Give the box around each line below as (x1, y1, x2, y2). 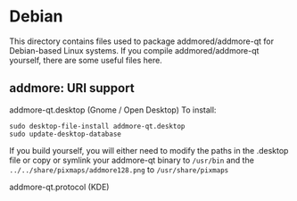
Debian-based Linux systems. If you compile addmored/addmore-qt (9, 45, 260, 55)
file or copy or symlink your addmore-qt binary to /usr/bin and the (9, 155, 254, 165)
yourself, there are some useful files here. (9, 54, 162, 65)
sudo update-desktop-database (9, 130, 122, 138)
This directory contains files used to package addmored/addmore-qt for (9, 36, 275, 46)
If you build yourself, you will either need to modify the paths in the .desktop (9, 145, 289, 155)
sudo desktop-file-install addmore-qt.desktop (9, 121, 186, 130)
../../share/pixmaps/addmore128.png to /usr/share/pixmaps (9, 163, 229, 175)
